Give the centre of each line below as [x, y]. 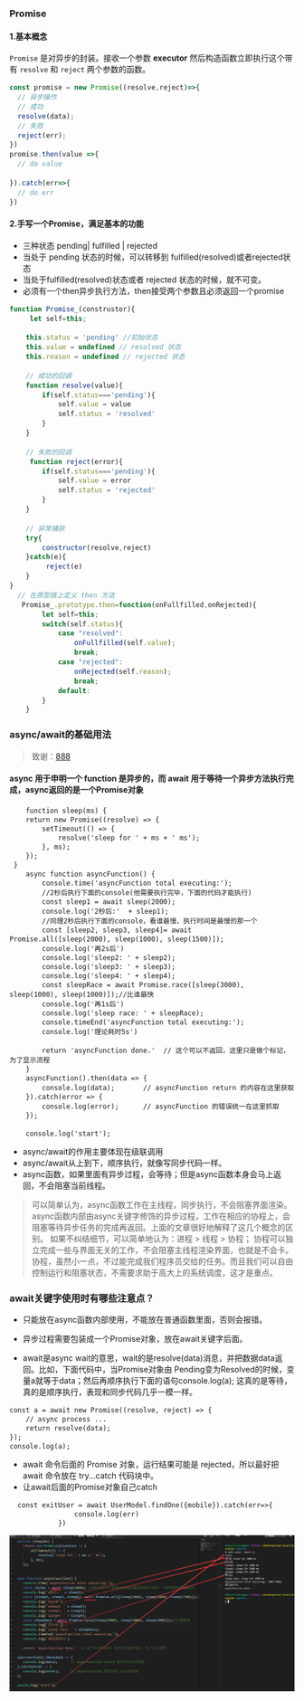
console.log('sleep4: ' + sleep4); [109, 975]
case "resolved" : [90, 633]
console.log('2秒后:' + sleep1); [105, 911]
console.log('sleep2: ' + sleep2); [109, 957]
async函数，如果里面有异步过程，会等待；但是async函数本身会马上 [148, 1174]
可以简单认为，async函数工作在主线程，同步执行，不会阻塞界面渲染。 [161, 1204]
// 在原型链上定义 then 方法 [66, 595]
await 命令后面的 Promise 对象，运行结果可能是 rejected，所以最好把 [151, 1465]
